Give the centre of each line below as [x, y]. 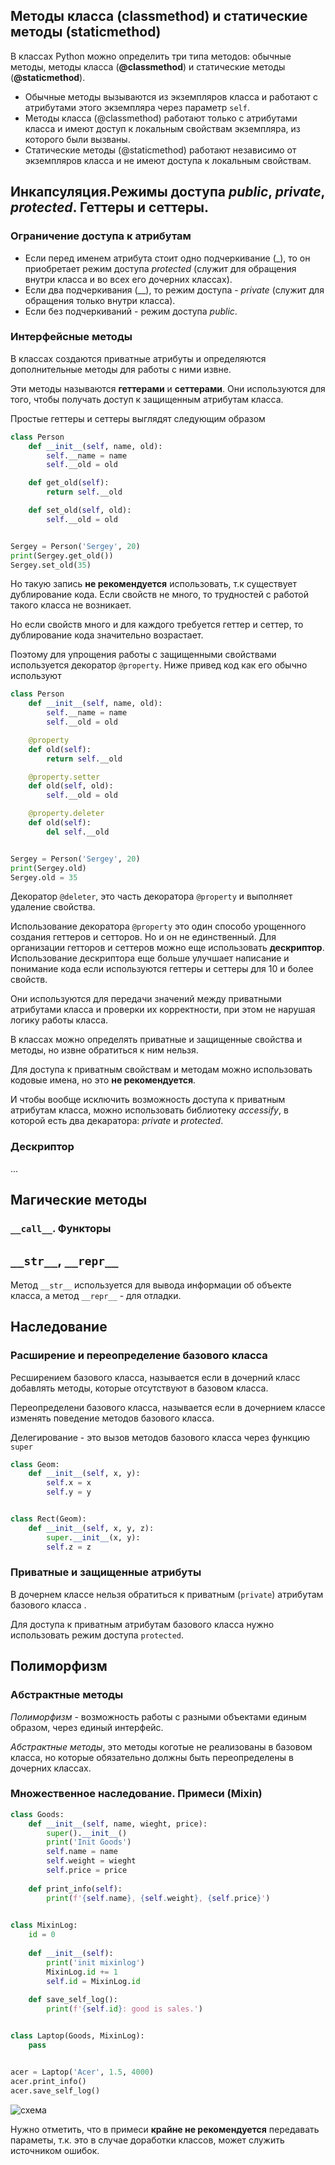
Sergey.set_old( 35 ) [51, 565]
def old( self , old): [71, 786]
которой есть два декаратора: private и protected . [117, 1121]
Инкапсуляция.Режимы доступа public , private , [167, 192]
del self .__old [78, 832]
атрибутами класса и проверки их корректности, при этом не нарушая [163, 1010]
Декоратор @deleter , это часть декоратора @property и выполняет [151, 896]
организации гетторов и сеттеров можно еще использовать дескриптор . [167, 948]
